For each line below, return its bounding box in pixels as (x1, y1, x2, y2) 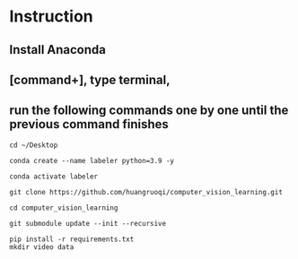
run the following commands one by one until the (9, 103, 289, 118)
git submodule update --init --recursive (9, 219, 167, 228)
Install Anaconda (9, 42, 106, 57)
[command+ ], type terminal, (9, 72, 171, 87)
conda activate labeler (9, 172, 99, 181)
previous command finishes (9, 117, 169, 132)
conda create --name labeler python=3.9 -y (9, 156, 175, 165)
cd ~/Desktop (9, 141, 58, 150)
